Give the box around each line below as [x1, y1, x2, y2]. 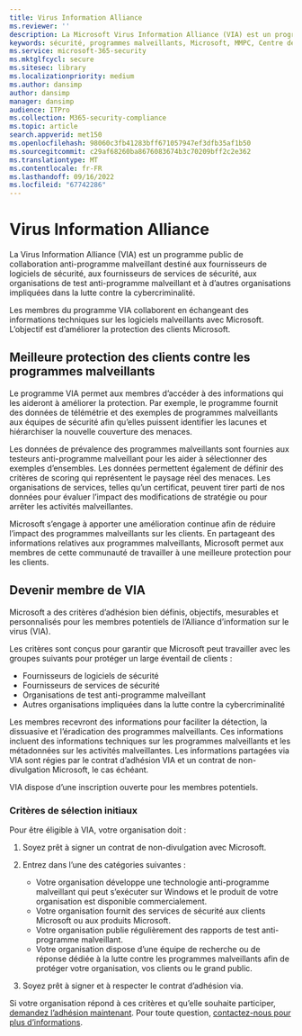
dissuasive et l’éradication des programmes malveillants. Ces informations [9, 725, 284, 736]
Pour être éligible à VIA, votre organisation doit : [9, 824, 187, 835]
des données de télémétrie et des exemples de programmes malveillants [9, 407, 279, 418]
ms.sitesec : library [9, 64, 87, 73]
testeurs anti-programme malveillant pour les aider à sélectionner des [9, 453, 268, 464]
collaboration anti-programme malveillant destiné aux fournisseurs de [9, 258, 268, 270]
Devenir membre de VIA [9, 582, 146, 599]
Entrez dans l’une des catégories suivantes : [22, 859, 186, 869]
